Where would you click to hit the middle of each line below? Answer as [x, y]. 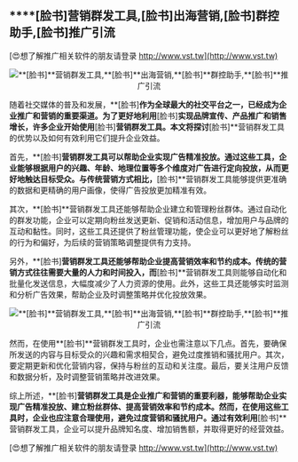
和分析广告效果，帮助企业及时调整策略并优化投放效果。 [110, 294]
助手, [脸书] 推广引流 [62, 32]
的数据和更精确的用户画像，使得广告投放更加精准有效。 [110, 190]
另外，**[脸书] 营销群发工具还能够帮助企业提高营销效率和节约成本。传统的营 [148, 261]
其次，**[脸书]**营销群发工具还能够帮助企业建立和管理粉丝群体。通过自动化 [148, 209]
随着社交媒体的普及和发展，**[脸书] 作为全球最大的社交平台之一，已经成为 [144, 104]
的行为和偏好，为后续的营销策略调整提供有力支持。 [102, 242]
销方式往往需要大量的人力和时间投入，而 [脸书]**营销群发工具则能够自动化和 [148, 272]
